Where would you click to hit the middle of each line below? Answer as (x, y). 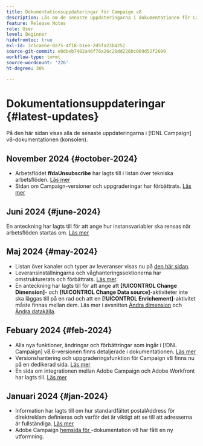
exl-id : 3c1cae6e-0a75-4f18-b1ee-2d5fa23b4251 (66, 46)
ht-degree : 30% (25, 68)
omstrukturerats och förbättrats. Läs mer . (66, 279)
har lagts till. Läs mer (41, 377)
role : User (20, 29)
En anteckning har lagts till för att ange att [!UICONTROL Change (96, 285)
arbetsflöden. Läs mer (43, 180)
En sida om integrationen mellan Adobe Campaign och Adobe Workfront (105, 371)
